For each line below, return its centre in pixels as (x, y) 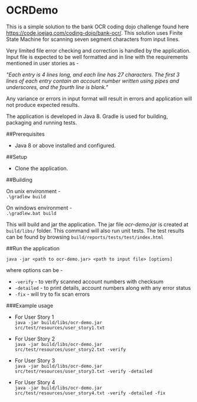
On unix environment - (33, 191)
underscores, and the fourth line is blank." (57, 87)
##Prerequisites (26, 134)
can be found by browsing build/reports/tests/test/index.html (85, 237)
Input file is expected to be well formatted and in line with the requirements (97, 57)
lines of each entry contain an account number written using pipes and (93, 81)
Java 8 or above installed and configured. (65, 145)
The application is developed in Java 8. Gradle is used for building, (87, 116)
